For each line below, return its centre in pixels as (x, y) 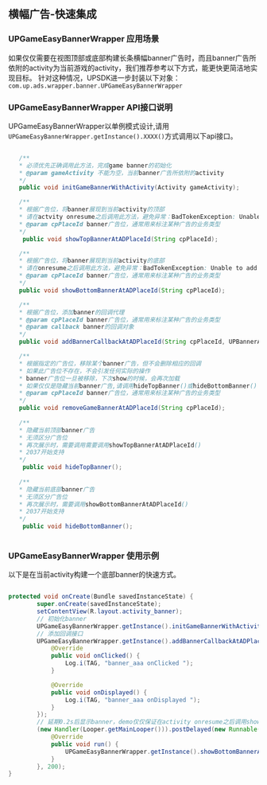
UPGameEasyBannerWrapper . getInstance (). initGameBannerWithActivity (151, 626)
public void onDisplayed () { (99, 692)
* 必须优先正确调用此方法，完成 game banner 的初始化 (95, 166)
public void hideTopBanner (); (73, 467)
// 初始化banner (62, 619)
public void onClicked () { (95, 656)
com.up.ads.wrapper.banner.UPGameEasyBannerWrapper (95, 86)
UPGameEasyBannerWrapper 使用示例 (84, 556)
